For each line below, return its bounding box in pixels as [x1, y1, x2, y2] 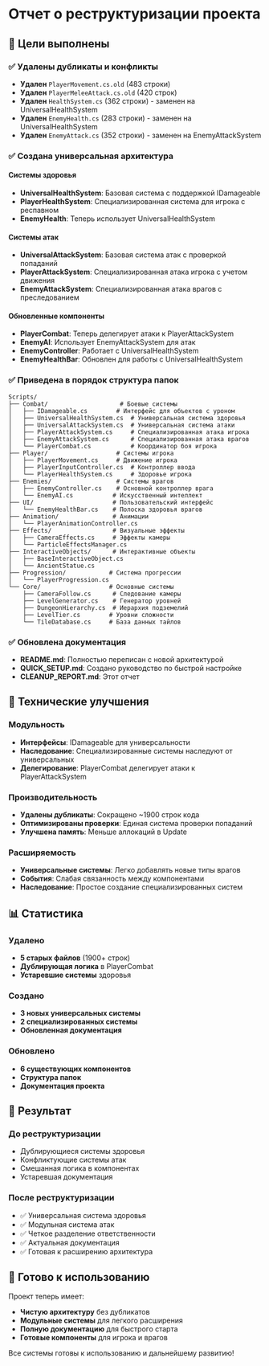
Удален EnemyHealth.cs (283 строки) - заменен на [19, 113, 192, 123]
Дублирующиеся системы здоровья [19, 1147, 145, 1156]
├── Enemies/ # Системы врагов [8, 477, 174, 485]
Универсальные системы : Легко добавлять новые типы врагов [19, 865, 241, 875]
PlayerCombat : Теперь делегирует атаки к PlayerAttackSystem [19, 329, 234, 338]
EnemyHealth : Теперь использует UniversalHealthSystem [19, 214, 215, 223]
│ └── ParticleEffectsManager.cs [8, 540, 128, 549]
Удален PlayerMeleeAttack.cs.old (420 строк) [19, 88, 177, 97]
